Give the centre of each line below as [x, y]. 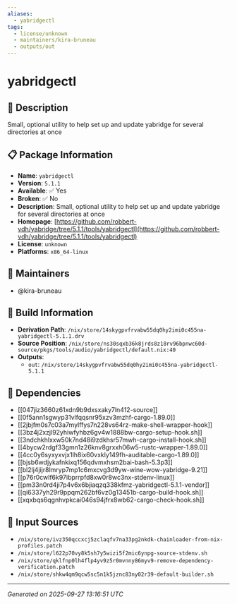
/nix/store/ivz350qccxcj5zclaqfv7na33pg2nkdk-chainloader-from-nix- [120, 540]
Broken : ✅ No [38, 198]
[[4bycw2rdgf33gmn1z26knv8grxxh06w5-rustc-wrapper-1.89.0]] [113, 447]
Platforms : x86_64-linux [53, 251]
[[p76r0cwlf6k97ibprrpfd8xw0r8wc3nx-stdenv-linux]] [96, 478]
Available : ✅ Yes [42, 191]
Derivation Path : [42, 330]
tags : [15, 27]
